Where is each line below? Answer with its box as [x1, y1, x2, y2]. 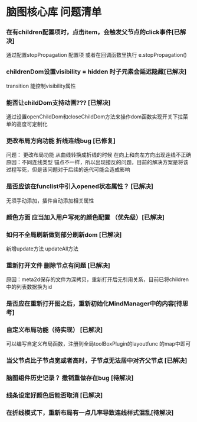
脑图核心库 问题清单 [6, 5, 102, 19]
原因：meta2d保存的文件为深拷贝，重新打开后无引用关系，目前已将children [6, 276, 189, 283]
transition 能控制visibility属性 [6, 82, 76, 89]
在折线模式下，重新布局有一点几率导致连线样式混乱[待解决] [6, 409, 174, 417]
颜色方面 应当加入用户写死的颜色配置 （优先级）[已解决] [6, 213, 165, 221]
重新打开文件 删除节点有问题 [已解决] [6, 261, 110, 269]
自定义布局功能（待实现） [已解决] [6, 326, 103, 334]
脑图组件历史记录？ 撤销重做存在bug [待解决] [6, 374, 134, 382]
